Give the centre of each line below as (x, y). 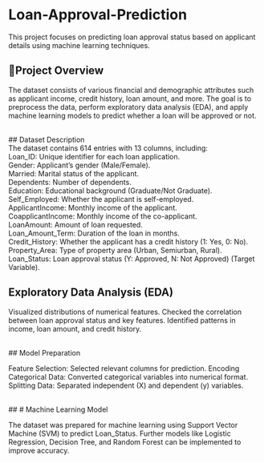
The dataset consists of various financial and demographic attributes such (131, 90)
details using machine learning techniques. (79, 45)
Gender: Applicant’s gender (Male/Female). (79, 165)
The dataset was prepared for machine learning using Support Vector (123, 425)
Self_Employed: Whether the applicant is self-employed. (101, 199)
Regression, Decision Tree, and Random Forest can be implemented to (125, 441)
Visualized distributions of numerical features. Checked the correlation (125, 312)
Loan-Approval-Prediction (97, 15)
